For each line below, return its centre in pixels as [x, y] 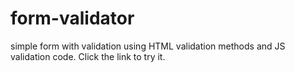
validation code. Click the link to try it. [88, 56]
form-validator [72, 18]
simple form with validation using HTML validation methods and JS [148, 46]
